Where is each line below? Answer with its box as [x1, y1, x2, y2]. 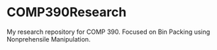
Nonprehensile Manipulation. [6, 35, 91, 43]
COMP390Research [6, 4, 127, 20]
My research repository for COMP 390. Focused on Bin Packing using [6, 27, 211, 36]
